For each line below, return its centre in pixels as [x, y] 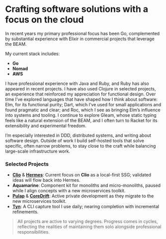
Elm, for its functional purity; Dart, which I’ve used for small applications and [83, 104]
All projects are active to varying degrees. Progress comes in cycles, [87, 222]
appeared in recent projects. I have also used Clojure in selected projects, [81, 88]
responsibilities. [33, 232]
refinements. [25, 212]
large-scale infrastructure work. [38, 151]
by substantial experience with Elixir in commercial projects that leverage [80, 39]
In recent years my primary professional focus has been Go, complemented [83, 33]
